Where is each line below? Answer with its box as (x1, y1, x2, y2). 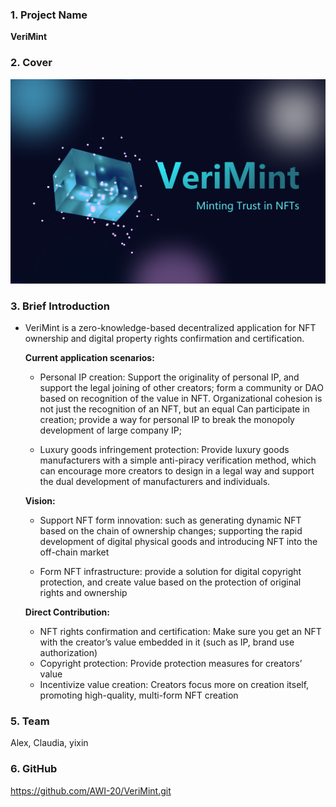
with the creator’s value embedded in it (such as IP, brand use (39, 636, 295, 648)
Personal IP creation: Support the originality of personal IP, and (39, 371, 300, 383)
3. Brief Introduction (10, 299, 110, 313)
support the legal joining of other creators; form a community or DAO (39, 382, 325, 394)
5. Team (10, 714, 50, 728)
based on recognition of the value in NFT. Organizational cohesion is (39, 393, 323, 405)
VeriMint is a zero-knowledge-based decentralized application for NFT (24, 322, 317, 334)
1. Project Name (10, 8, 88, 22)
